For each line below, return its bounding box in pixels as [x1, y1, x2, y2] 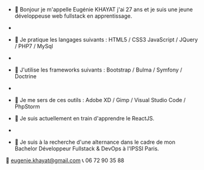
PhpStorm [14, 103, 40, 110]
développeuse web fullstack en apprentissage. [14, 12, 133, 20]
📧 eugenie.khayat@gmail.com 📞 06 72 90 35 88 [5, 157, 125, 164]
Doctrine [14, 73, 37, 79]
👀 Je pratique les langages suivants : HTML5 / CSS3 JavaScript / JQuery [14, 36, 198, 43]
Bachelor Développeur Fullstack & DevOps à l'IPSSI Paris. [14, 145, 159, 152]
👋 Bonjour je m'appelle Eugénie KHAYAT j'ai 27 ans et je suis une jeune [14, 6, 193, 13]
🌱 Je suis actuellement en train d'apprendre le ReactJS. [14, 115, 155, 122]
